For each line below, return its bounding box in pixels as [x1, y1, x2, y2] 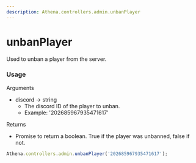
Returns [6, 120, 26, 128]
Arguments [6, 84, 35, 91]
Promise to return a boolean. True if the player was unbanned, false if [15, 132, 191, 140]
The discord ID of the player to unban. [24, 102, 120, 109]
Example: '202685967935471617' [24, 109, 109, 116]
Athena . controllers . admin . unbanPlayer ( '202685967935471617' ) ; [6, 150, 168, 157]
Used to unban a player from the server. [6, 55, 107, 63]
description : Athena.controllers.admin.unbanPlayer [6, 9, 140, 15]
